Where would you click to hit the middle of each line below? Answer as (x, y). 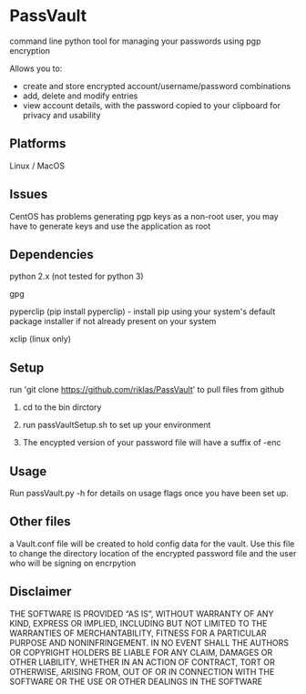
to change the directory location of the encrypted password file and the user (153, 553)
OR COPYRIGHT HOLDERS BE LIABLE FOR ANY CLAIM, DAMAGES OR (141, 652)
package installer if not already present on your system (113, 321)
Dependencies (51, 255)
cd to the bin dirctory (62, 407)
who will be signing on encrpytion (73, 563)
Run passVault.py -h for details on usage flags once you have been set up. (149, 493)
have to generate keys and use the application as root (110, 226)
